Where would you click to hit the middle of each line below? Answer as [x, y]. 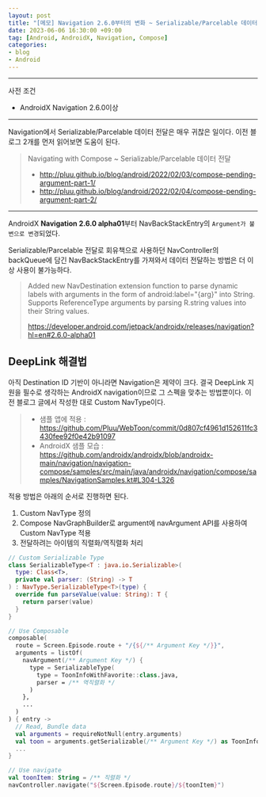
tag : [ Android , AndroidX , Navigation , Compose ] [88, 38]
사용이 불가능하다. [44, 269]
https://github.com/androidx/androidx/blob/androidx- [126, 454]
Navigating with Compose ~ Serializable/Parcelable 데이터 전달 [129, 158]
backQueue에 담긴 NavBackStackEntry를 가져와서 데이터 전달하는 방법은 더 [127, 260]
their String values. [58, 311]
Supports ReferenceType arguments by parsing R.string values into [137, 303]
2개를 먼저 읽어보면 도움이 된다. [71, 141]
